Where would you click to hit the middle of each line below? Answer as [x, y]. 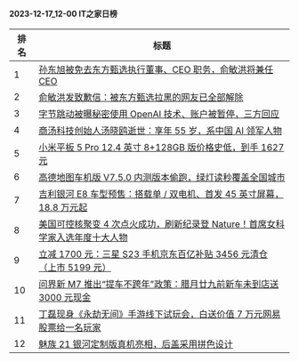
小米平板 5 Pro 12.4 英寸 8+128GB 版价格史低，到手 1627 [162, 148]
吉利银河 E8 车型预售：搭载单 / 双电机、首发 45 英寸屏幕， [161, 194]
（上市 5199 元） [75, 268]
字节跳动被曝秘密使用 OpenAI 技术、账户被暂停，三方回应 [159, 114]
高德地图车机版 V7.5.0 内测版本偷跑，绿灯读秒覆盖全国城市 [162, 178]
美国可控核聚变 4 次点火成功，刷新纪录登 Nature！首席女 [157, 224]
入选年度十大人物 [92, 237]
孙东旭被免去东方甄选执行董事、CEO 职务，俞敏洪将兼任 [156, 69]
